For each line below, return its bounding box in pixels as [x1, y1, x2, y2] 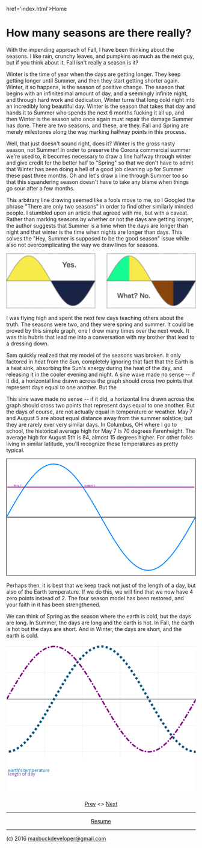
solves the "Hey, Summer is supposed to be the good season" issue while [6, 234, 189, 242]
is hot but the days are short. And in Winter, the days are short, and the [6, 626, 182, 633]
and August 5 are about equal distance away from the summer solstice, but [6, 415, 192, 422]
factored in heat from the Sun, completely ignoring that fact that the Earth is [6, 358, 194, 365]
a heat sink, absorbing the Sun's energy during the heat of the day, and [6, 365, 183, 372]
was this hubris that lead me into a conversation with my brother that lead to [6, 334, 195, 341]
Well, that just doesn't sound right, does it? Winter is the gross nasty [6, 140, 176, 147]
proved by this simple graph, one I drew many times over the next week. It [6, 327, 189, 334]
